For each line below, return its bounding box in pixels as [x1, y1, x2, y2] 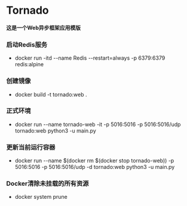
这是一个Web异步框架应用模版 [6, 24, 81, 31]
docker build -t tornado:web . [14, 91, 87, 98]
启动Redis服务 [6, 40, 48, 48]
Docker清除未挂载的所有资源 [6, 180, 89, 188]
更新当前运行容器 [6, 143, 56, 151]
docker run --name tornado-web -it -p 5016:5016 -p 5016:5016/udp [14, 121, 181, 128]
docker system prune [14, 193, 68, 201]
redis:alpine [14, 61, 44, 68]
